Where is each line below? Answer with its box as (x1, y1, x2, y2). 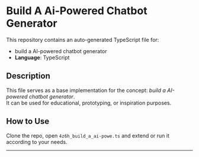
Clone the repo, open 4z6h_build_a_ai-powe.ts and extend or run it (6, 132, 170, 139)
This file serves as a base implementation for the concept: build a (6, 87, 166, 94)
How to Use (6, 116, 50, 126)
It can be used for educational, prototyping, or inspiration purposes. (6, 99, 172, 106)
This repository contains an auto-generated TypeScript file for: (6, 36, 159, 43)
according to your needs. (6, 138, 68, 145)
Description (6, 71, 50, 81)
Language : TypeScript (14, 54, 70, 61)
